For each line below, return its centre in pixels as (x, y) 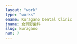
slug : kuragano (22, 29)
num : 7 (12, 33)
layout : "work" (22, 10)
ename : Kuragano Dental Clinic (39, 19)
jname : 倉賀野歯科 (23, 24)
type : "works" (21, 15)
